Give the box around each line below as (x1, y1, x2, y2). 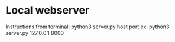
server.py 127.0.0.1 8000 (5, 29, 64, 36)
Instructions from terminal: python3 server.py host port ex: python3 (5, 23, 170, 30)
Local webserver (5, 4, 90, 17)
